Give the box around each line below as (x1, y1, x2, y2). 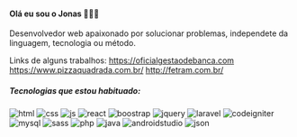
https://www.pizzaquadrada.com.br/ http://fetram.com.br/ (9, 65, 224, 76)
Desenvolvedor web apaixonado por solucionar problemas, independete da (9, 28, 289, 39)
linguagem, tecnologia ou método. (9, 38, 137, 49)
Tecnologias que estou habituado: (9, 85, 141, 96)
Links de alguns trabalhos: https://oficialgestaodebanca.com (9, 55, 235, 66)
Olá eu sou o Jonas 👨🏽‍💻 (9, 8, 100, 19)
